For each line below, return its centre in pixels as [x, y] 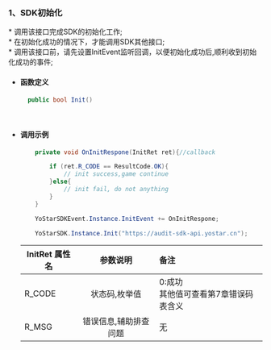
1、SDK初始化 [35, 12]
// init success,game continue [116, 174]
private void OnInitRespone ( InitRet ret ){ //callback [125, 152]
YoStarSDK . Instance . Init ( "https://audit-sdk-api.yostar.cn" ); [142, 233]
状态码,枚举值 [116, 294]
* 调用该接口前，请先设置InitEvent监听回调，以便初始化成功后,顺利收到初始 [133, 52]
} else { [60, 182]
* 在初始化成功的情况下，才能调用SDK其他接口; [87, 42]
